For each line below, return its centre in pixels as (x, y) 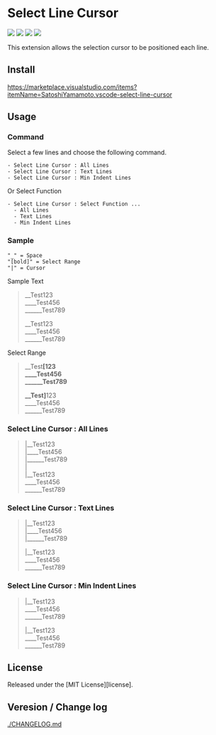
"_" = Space (25, 255)
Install (21, 70)
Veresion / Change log (57, 707)
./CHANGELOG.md (35, 724)
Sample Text (25, 281)
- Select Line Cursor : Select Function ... (74, 204)
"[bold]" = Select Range (44, 262)
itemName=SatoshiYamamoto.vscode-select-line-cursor (90, 95)
